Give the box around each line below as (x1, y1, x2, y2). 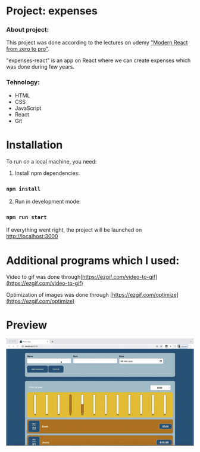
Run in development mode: (14, 198, 82, 205)
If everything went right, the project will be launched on (6, 226, 142, 233)
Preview (6, 318, 48, 332)
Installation (6, 138, 63, 152)
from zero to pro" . (6, 45, 49, 53)
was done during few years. (6, 63, 74, 70)
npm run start (6, 214, 47, 220)
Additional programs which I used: (6, 254, 180, 267)
